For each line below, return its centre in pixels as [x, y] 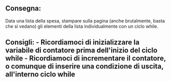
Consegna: [23, 8]
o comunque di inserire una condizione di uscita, [84, 66]
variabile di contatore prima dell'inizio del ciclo [81, 50]
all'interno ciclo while [40, 75]
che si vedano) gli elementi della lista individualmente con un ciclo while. [82, 26]
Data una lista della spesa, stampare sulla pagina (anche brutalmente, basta [85, 20]
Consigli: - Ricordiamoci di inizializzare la [72, 42]
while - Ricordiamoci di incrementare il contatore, [86, 58]
